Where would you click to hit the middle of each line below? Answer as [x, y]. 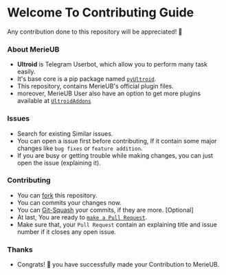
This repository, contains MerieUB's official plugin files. [95, 86]
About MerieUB [33, 49]
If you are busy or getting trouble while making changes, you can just [115, 155]
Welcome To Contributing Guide [101, 13]
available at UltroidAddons [54, 101]
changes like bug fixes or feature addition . [80, 148]
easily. [26, 72]
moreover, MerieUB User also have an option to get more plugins [109, 93]
